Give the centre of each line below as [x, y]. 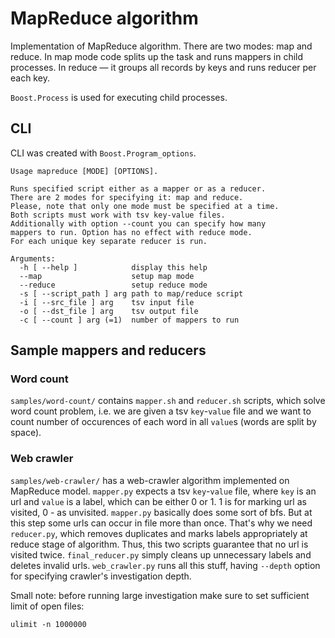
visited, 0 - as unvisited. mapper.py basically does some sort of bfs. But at [161, 512]
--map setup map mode [107, 276]
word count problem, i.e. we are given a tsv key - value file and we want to [161, 411]
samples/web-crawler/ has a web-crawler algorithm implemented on [150, 480]
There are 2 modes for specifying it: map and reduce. [127, 197]
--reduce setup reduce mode [113, 285]
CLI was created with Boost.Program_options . [103, 153]
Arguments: [33, 258]
